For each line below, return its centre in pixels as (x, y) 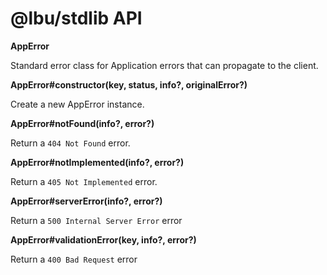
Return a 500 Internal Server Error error (96, 220)
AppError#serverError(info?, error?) (86, 201)
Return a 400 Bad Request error (74, 259)
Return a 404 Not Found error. (70, 143)
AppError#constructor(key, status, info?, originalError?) (129, 84)
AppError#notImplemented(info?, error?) (97, 162)
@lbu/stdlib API (76, 18)
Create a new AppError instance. (77, 104)
